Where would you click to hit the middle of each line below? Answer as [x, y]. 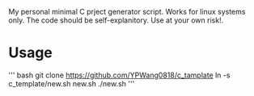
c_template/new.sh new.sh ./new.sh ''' [72, 83]
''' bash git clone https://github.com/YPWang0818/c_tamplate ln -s [119, 75]
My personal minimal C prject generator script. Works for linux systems [127, 12]
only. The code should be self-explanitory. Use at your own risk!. [116, 20]
